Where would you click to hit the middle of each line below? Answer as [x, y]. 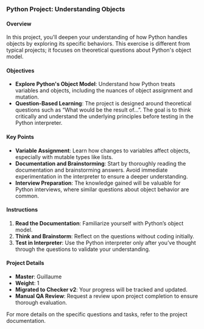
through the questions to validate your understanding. [83, 249]
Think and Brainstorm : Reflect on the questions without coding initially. [105, 236]
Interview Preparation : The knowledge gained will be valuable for [98, 183]
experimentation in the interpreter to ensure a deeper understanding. [101, 176]
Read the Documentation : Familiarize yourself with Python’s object [99, 223]
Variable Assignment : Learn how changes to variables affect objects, [103, 150]
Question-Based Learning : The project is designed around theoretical [103, 104]
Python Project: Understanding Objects [66, 9]
